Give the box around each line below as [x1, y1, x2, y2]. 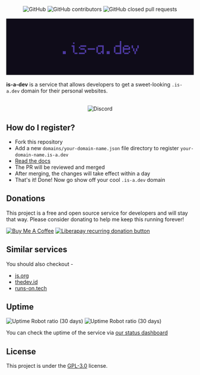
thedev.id [14, 278, 38, 286]
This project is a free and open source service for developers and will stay [6, 209, 189, 216]
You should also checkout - [6, 260, 73, 268]
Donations [6, 194, 46, 204]
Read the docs [14, 157, 51, 164]
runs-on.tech [14, 284, 48, 292]
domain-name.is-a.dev [14, 152, 68, 158]
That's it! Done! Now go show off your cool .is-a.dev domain [14, 176, 165, 183]
